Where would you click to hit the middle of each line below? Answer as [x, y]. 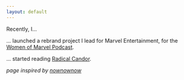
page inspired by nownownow [44, 70]
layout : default [27, 12]
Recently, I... [22, 29]
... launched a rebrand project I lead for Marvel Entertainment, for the [92, 40]
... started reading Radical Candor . [49, 58]
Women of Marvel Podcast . [40, 47]
